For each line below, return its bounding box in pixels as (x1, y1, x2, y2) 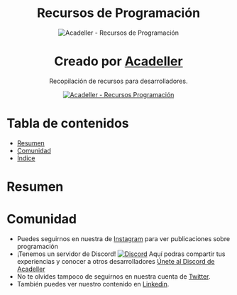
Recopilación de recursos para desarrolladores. (49, 77, 188, 85)
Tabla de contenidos (6, 116, 129, 132)
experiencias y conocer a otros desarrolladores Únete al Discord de (16, 257, 215, 265)
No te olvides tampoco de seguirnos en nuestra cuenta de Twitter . (16, 272, 211, 281)
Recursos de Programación (37, 5, 200, 21)
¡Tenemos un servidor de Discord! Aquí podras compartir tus (16, 250, 226, 258)
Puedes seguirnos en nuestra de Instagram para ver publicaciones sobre (16, 234, 231, 243)
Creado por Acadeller (54, 53, 183, 69)
